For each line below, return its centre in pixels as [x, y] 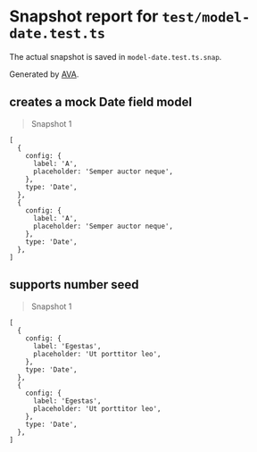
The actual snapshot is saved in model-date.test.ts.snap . [116, 56]
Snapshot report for [84, 17]
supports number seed [75, 285]
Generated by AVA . [44, 74]
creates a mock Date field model [101, 102]
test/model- [206, 17]
